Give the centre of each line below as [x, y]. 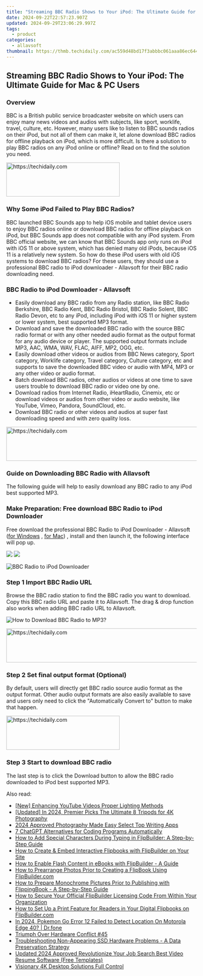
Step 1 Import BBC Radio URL [49, 582]
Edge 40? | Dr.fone [38, 928]
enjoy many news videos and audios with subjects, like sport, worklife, [94, 122]
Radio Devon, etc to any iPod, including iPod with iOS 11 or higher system [106, 316]
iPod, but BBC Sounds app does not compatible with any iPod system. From [101, 235]
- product [24, 34]
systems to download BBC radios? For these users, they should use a [92, 261]
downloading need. [30, 273]
